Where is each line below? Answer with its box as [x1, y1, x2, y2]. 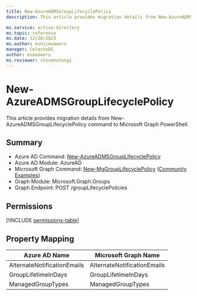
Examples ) [14, 172, 40, 179]
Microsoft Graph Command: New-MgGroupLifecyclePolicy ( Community [14, 165, 187, 173]
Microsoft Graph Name [94, 251, 160, 259]
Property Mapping [6, 234, 74, 244]
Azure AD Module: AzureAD [14, 159, 82, 166]
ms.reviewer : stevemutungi [6, 57, 72, 63]
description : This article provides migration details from [6, 14, 157, 20]
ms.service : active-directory [6, 25, 80, 30]
